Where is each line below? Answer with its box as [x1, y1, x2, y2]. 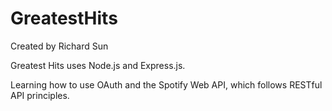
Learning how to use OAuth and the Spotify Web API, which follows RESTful [10, 78, 323, 91]
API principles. [10, 89, 70, 101]
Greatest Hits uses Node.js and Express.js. [10, 59, 186, 71]
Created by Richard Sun [10, 40, 109, 52]
